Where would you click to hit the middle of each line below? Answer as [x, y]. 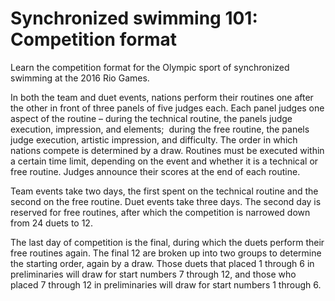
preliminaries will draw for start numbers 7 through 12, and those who [153, 274]
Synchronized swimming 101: [134, 18]
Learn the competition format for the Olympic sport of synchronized [150, 67]
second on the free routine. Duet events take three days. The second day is [166, 201]
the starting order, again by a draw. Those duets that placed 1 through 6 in [162, 263]
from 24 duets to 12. [51, 223]
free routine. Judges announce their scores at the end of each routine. [155, 171]
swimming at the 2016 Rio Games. [80, 78]
